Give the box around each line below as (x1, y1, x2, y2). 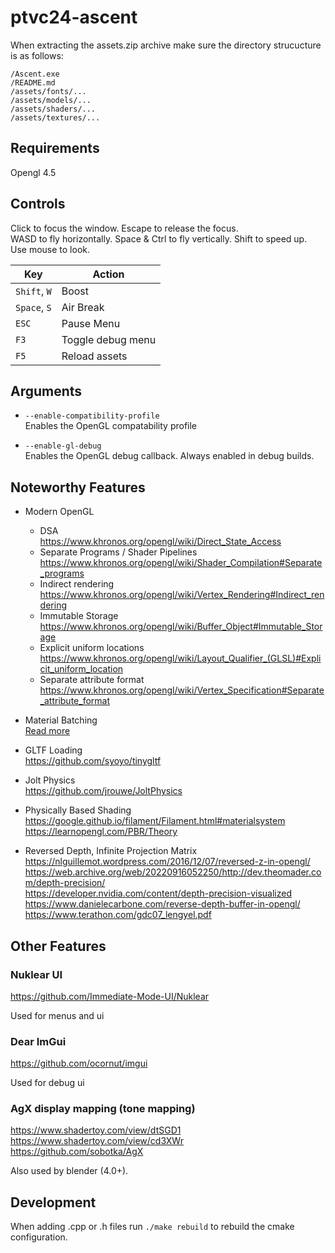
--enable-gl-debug (24, 441, 102, 451)
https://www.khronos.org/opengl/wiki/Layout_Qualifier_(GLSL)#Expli (39, 652, 322, 665)
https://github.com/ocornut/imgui (10, 1057, 148, 1070)
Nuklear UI (10, 967, 63, 981)
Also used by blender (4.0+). (10, 1165, 129, 1177)
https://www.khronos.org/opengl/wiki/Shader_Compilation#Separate (39, 557, 323, 569)
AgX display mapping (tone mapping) (10, 1102, 196, 1116)
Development (10, 1194, 97, 1211)
